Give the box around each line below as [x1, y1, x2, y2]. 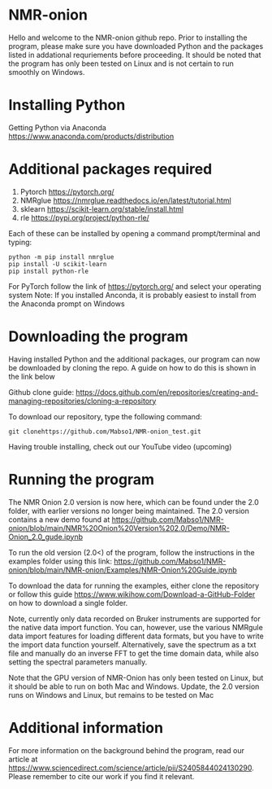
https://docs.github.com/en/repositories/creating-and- [76, 387, 259, 397]
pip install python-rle [8, 267, 89, 275]
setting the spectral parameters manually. [8, 657, 148, 667]
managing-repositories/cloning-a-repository [8, 396, 157, 405]
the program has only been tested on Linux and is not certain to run [8, 59, 234, 68]
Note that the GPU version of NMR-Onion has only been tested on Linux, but [8, 673, 264, 682]
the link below [8, 371, 55, 381]
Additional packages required [8, 160, 213, 178]
